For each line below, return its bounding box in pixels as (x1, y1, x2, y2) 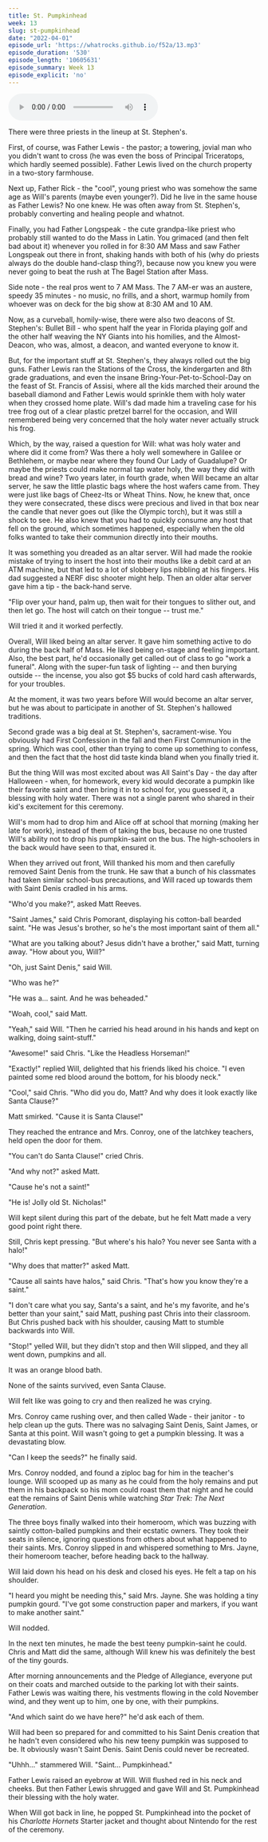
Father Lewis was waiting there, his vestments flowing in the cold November (8, 1688, 259, 1697)
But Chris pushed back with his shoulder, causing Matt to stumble (8, 1317, 225, 1326)
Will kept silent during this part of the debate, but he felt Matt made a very (8, 1213, 251, 1222)
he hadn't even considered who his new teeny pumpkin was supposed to (8, 1736, 249, 1745)
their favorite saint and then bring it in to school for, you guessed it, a (8, 784, 235, 794)
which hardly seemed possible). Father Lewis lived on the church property (8, 159, 253, 168)
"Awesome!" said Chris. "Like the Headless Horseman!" (8, 1048, 191, 1058)
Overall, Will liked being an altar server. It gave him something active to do (8, 636, 252, 646)
